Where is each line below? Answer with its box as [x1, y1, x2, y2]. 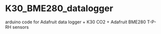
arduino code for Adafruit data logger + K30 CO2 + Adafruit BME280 [5, 19, 146, 25]
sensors [12, 24, 29, 30]
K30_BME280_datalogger [5, 3, 113, 14]
